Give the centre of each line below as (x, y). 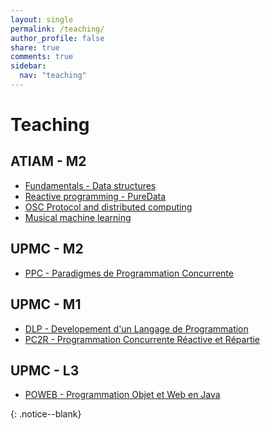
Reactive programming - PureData (95, 196)
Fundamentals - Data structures (90, 185)
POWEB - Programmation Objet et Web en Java (122, 395)
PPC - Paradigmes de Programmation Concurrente (129, 273)
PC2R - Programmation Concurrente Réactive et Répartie (142, 339)
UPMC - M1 (46, 304)
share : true (35, 47)
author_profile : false (57, 38)
